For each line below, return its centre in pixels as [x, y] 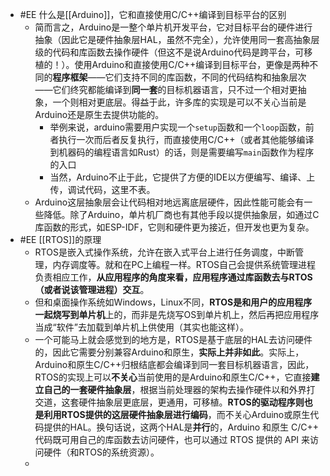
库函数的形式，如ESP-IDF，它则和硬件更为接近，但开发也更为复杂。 [174, 227]
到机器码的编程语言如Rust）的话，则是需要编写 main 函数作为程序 [182, 152]
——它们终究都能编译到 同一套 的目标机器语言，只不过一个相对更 [166, 89]
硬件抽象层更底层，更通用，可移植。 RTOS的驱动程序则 [191, 402]
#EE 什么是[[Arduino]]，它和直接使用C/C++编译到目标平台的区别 [153, 14]
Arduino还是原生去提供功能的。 [99, 114]
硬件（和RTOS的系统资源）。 [101, 452]
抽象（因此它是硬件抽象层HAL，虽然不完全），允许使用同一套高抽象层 [177, 39]
